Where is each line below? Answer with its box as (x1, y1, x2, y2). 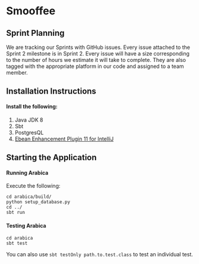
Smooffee (6, 4, 56, 18)
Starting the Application (6, 152, 97, 162)
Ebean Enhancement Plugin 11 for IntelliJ (14, 135, 114, 142)
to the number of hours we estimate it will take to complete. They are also (6, 57, 186, 63)
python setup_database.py (6, 199, 70, 205)
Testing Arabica (6, 222, 46, 229)
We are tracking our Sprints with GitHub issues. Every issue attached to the (6, 44, 190, 51)
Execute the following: (6, 182, 61, 190)
